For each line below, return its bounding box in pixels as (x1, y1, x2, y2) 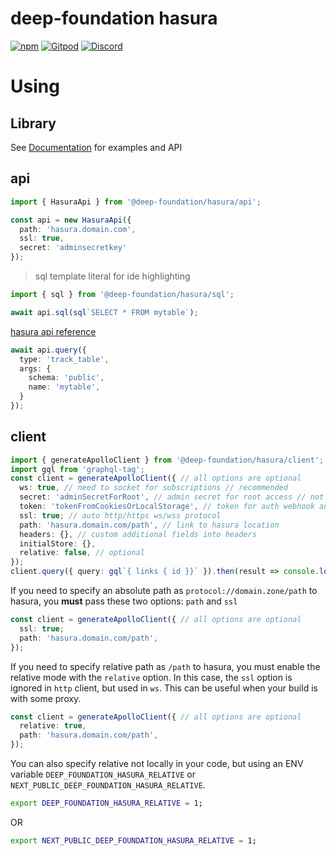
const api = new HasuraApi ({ (10, 215, 132, 225)
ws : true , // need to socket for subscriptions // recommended (19, 483, 288, 493)
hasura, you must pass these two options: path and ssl (10, 595, 238, 607)
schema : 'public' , (28, 373, 105, 383)
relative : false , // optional (19, 548, 145, 558)
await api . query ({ (10, 345, 87, 355)
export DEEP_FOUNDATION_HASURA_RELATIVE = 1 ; (10, 798, 203, 809)
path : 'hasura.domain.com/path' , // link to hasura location (19, 520, 280, 530)
